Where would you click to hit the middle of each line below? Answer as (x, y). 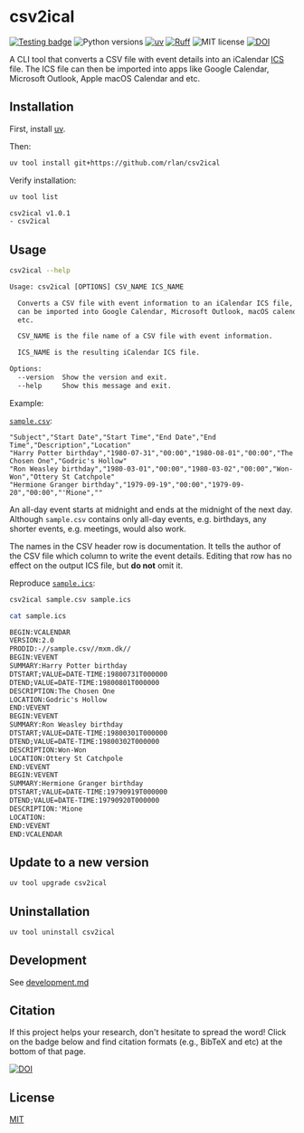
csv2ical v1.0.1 (40, 213)
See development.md (49, 982)
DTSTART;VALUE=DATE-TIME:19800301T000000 (89, 733)
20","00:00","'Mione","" (56, 492)
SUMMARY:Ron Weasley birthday (66, 725)
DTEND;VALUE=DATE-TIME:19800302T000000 (85, 741)
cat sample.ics (38, 616)
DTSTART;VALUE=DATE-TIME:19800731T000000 (89, 674)
